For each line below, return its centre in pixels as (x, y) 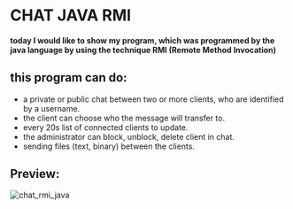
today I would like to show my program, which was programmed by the (143, 40)
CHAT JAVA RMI (71, 15)
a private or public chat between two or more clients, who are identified (153, 99)
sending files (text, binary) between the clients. (109, 146)
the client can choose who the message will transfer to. (123, 118)
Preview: (35, 174)
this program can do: (69, 77)
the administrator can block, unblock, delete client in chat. (129, 136)
